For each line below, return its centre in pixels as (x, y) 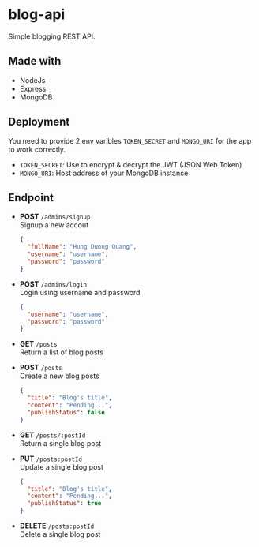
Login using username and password (80, 292)
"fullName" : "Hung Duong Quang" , (82, 247)
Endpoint (31, 198)
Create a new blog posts (60, 376)
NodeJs (32, 80)
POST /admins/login (53, 284)
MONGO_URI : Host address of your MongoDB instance (104, 173)
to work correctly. (37, 149)
